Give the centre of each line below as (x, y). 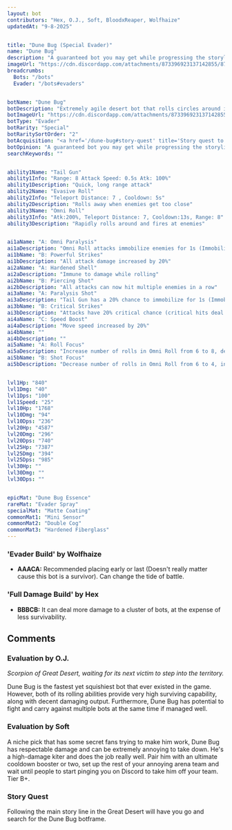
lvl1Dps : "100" (29, 396)
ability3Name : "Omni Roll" (46, 211)
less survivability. (42, 617)
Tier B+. (19, 778)
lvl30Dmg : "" (26, 473)
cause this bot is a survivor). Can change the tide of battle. (100, 577)
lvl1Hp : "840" (28, 382)
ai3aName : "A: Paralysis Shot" (52, 294)
